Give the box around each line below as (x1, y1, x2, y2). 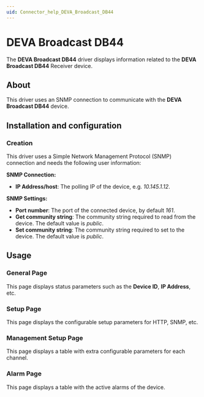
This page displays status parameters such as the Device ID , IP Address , (6, 282, 191, 290)
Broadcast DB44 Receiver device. (6, 62, 93, 69)
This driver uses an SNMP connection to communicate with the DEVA (6, 96, 182, 104)
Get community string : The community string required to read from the (15, 213, 196, 221)
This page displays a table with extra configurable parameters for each (6, 347, 186, 355)
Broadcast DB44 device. (6, 102, 69, 110)
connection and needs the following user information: (6, 159, 142, 167)
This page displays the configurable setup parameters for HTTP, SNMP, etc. (6, 319, 198, 326)
